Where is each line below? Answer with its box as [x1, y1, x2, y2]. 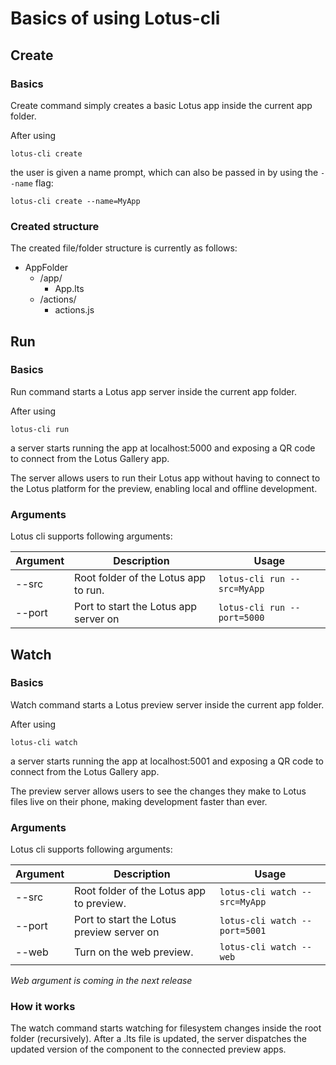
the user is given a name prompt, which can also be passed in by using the [10, 166, 319, 178]
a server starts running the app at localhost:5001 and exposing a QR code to [10, 755, 324, 767]
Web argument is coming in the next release [10, 975, 193, 987]
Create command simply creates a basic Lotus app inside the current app [10, 99, 313, 111]
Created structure [10, 219, 100, 233]
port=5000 [218, 612, 265, 624]
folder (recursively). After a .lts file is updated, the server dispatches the [10, 1033, 307, 1045]
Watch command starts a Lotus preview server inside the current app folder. [10, 698, 325, 711]
